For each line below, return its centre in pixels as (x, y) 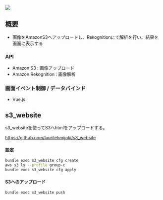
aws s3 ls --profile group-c (35, 165)
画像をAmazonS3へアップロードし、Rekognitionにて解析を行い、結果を (85, 37)
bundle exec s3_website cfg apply (41, 170)
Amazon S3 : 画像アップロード (43, 68)
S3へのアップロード (26, 182)
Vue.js (19, 100)
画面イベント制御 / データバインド (45, 89)
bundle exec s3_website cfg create (42, 161)
